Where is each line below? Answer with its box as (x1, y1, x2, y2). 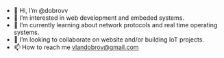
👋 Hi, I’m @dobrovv (13, 7, 69, 14)
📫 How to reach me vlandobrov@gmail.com (13, 43, 139, 51)
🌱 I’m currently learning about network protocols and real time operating (13, 21, 218, 29)
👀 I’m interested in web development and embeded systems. (13, 14, 185, 22)
